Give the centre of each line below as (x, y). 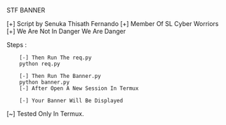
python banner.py (45, 82)
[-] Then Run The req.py (55, 58)
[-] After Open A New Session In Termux (79, 88)
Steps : (17, 45)
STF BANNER (26, 10)
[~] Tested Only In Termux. (46, 114)
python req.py (40, 64)
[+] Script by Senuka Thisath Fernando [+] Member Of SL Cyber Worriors (113, 24)
